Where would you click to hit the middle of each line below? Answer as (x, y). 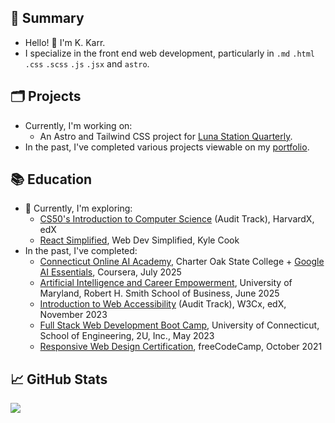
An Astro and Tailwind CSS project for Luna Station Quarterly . (166, 136)
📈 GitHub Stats (59, 379)
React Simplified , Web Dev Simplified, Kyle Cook (139, 240)
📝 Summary (47, 18)
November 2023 (73, 315)
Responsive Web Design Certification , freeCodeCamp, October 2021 (181, 347)
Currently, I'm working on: (78, 125)
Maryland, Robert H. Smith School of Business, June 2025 (159, 293)
